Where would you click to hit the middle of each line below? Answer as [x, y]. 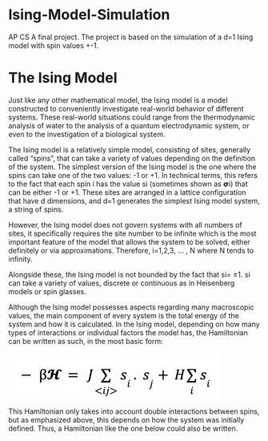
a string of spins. [36, 209]
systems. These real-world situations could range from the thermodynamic [132, 117]
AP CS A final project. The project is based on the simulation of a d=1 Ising [131, 37]
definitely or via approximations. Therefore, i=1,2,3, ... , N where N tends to [131, 250]
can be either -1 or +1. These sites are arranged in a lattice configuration [127, 192]
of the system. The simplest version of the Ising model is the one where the [132, 167]
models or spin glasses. [47, 291]
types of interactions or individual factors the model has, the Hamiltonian [128, 332]
